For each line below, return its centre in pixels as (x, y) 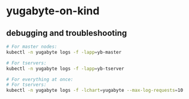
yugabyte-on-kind (53, 11)
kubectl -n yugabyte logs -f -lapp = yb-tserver (65, 69)
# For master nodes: (32, 47)
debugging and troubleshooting (67, 33)
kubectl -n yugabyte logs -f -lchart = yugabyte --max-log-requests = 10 (95, 91)
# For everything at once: (40, 79)
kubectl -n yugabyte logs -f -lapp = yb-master (64, 52)
